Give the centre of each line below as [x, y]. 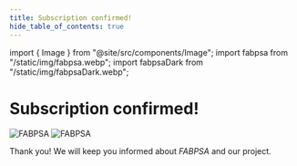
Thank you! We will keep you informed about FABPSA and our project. [140, 151]
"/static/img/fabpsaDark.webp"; [69, 72]
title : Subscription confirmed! [71, 18]
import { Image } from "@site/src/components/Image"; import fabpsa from [149, 52]
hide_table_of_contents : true [67, 26]
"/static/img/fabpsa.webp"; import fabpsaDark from [106, 62]
